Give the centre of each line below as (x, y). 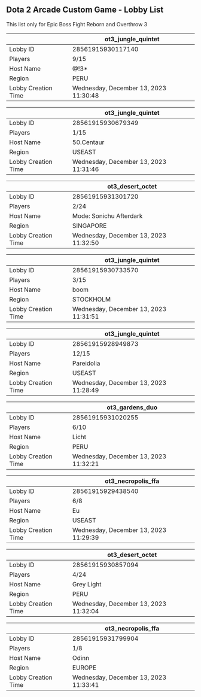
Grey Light (87, 584)
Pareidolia (86, 363)
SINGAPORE (89, 226)
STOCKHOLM (92, 299)
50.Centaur (88, 142)
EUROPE (84, 668)
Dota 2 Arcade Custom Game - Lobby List (85, 10)
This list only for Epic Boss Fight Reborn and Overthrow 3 (77, 24)
